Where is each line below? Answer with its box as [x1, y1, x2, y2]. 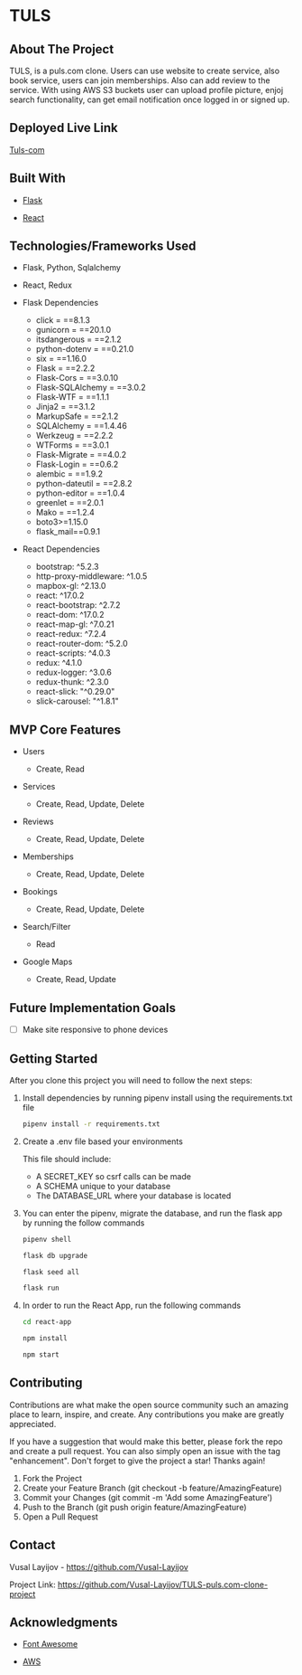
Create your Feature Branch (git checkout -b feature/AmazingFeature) [22, 1482, 282, 1493]
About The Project [9, 42, 114, 57]
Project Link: [9, 1579, 56, 1590]
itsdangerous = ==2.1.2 [35, 334, 122, 345]
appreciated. [9, 1418, 57, 1429]
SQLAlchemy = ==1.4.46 [35, 421, 128, 431]
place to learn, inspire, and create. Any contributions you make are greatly [9, 1408, 285, 1420]
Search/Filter [22, 922, 71, 932]
